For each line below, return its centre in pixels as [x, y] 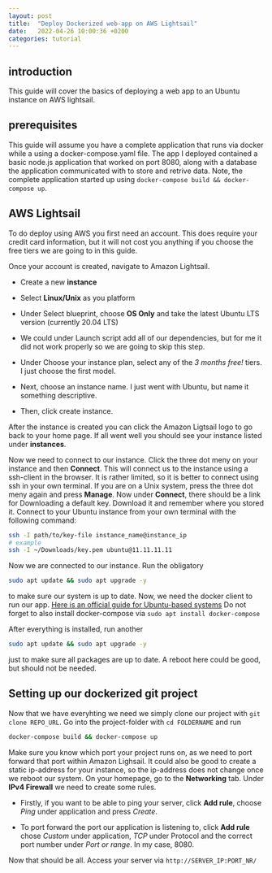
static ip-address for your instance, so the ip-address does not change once [136, 770]
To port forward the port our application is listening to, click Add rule [135, 827]
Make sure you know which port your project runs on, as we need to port [130, 752]
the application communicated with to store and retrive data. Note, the [126, 171]
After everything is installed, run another [76, 629]
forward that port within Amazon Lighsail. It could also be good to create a [132, 761]
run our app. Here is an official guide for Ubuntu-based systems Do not [127, 605]
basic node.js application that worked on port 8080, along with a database [133, 162]
